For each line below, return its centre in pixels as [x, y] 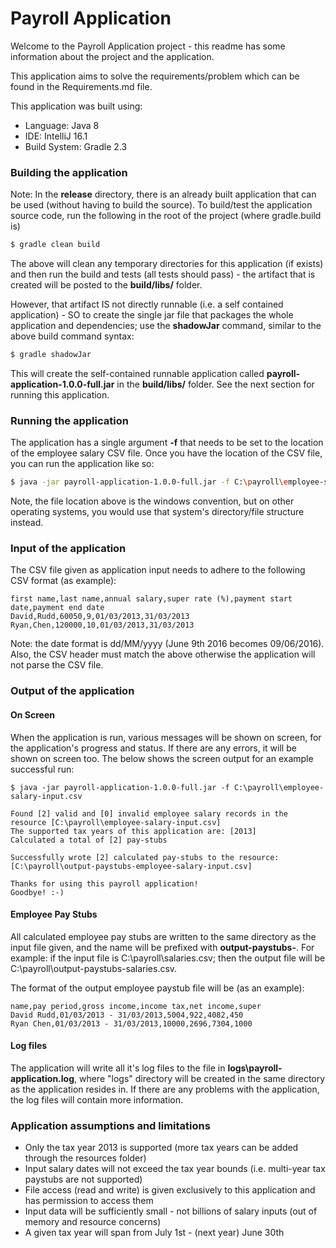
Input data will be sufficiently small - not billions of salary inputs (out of [171, 1211]
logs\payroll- [255, 1068]
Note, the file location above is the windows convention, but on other [152, 501]
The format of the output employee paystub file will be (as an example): [157, 988]
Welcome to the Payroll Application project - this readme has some [148, 46]
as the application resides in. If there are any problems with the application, [165, 1089]
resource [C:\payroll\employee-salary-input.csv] [116, 822]
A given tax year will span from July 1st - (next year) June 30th [154, 1233]
